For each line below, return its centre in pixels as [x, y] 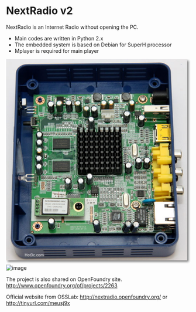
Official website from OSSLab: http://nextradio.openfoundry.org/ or [87, 297]
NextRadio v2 [39, 11]
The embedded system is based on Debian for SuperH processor [93, 45]
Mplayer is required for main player [57, 50]
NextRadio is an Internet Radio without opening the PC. [72, 27]
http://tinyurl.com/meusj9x [38, 303]
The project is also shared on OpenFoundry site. [64, 279]
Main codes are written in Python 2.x [59, 38]
